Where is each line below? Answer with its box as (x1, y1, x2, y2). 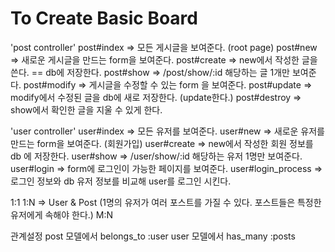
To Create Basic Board (10, 7, 198, 30)
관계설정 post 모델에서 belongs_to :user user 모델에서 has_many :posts (10, 230, 296, 242)
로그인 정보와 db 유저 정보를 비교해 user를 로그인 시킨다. (10, 175, 232, 187)
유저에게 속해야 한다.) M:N (10, 208, 114, 221)
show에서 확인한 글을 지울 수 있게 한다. (10, 103, 163, 116)
